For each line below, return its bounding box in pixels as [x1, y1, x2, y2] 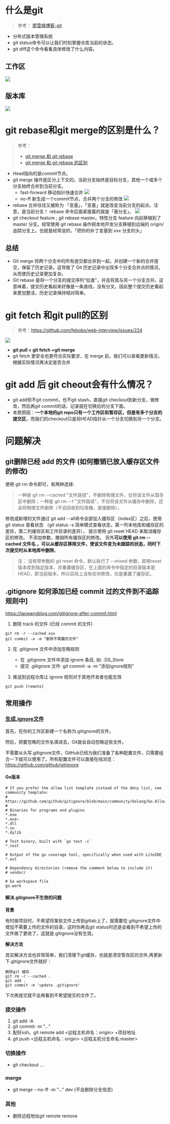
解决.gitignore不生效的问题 [5, 894, 62, 901]
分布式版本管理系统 [12, 33, 53, 39]
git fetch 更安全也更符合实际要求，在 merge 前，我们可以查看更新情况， [12, 353, 162, 359]
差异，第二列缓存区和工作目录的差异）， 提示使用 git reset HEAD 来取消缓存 [5, 528, 162, 534]
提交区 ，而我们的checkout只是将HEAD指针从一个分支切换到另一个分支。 [12, 416, 164, 422]
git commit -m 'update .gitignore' [5, 983, 80, 988]
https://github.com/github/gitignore [5, 761, 79, 767]
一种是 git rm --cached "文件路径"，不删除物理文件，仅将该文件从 [17, 492, 155, 498]
